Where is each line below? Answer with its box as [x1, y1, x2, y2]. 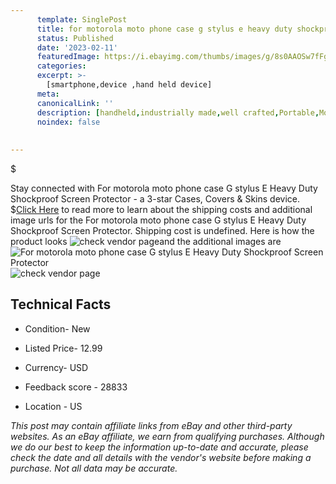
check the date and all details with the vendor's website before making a [10, 451, 312, 463]
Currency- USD [24, 361, 89, 373]
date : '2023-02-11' [36, 42, 118, 53]
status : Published [36, 33, 114, 43]
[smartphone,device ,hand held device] [46, 80, 213, 90]
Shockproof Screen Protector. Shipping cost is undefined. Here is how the [10, 225, 315, 236]
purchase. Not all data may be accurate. [10, 462, 178, 474]
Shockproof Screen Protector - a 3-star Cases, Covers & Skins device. [10, 193, 301, 205]
